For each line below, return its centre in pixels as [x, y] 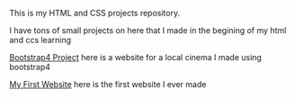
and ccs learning [40, 40]
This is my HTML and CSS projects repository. [95, 13]
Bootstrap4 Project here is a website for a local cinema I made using [136, 57]
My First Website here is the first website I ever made [108, 84]
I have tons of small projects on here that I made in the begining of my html [148, 30]
